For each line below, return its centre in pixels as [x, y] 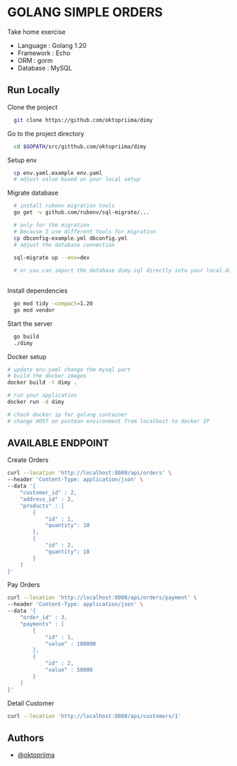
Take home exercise [36, 32]
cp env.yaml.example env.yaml [58, 173]
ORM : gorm [35, 60]
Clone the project [32, 107]
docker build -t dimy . [42, 383]
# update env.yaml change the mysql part [69, 370]
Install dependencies [38, 291]
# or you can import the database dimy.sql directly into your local [118, 271]
